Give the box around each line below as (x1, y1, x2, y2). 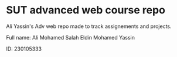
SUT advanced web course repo (6, 3, 166, 17)
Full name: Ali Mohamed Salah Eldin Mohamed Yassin (6, 34, 135, 41)
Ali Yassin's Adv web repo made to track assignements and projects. (6, 23, 172, 30)
